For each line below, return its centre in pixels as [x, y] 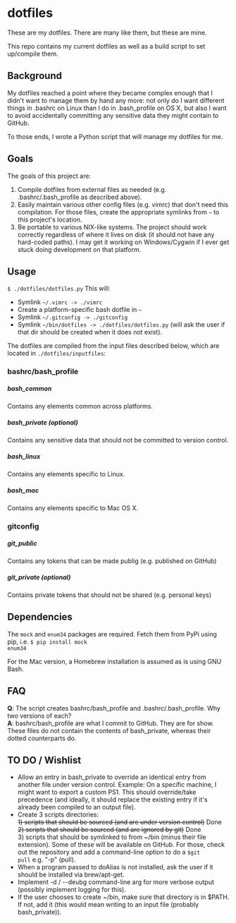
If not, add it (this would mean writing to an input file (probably [108, 905]
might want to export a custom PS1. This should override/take [107, 792]
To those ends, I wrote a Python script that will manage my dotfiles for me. [115, 136]
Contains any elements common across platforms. [80, 406]
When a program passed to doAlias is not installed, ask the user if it [115, 867]
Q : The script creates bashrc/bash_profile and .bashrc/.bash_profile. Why [114, 708]
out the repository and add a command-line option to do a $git [109, 852]
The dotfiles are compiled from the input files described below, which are [113, 346]
